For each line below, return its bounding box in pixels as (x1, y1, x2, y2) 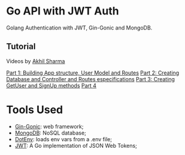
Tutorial (6, 41, 36, 52)
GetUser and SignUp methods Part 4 (6, 82, 97, 89)
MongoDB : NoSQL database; (14, 129, 87, 136)
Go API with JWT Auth (6, 4, 119, 18)
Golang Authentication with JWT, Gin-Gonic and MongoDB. (6, 24, 153, 31)
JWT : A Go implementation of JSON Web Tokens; (14, 142, 138, 149)
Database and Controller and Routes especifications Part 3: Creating (6, 75, 175, 82)
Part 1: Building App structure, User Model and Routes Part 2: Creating (6, 69, 180, 76)
